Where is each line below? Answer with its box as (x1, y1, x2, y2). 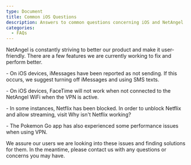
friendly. (6, 52, 26, 59)
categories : (6, 24, 35, 31)
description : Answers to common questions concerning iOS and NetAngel (6, 19, 183, 25)
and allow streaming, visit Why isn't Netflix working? (6, 111, 132, 118)
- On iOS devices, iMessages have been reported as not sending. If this (6, 70, 178, 77)
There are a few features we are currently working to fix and (27, 52, 172, 59)
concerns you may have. (6, 152, 65, 159)
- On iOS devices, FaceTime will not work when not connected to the (6, 87, 171, 94)
